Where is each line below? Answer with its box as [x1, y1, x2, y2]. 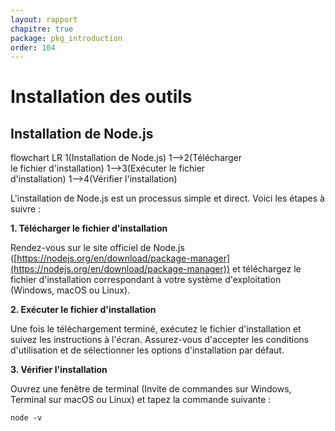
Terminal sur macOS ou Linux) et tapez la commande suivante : [10, 394, 272, 406]
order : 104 [10, 42, 56, 53]
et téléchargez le [231, 263, 302, 275]
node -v [10, 413, 43, 423]
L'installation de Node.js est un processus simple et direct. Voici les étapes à [10, 192, 325, 205]
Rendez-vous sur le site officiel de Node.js [10, 242, 185, 254]
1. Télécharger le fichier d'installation [10, 222, 168, 235]
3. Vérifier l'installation [10, 364, 108, 376]
